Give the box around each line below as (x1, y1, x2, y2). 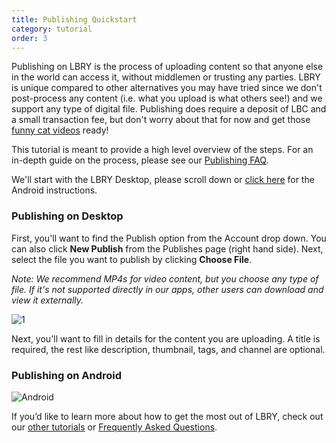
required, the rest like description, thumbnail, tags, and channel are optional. (11, 343, 326, 355)
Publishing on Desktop (11, 209, 124, 223)
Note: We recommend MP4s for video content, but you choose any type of (11, 272, 319, 285)
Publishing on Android (11, 368, 122, 382)
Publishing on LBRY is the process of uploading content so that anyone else (11, 61, 324, 73)
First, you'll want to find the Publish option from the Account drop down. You (11, 232, 327, 244)
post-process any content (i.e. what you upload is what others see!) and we (11, 92, 323, 105)
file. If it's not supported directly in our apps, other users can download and (11, 283, 324, 295)
